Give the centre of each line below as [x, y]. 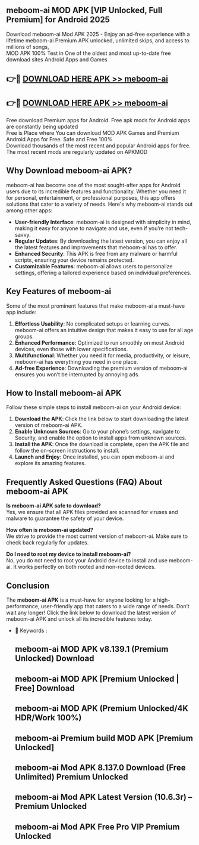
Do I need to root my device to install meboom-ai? [69, 554]
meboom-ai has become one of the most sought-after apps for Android [94, 185]
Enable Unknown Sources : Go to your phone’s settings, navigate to [97, 432]
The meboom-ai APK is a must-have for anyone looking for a [81, 600]
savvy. [23, 234]
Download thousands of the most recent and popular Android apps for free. [99, 146]
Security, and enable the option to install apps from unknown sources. [100, 438]
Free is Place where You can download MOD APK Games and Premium [93, 133]
